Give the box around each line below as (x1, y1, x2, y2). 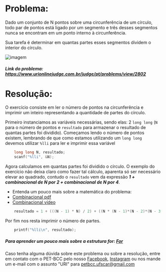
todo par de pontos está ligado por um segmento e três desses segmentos (5, 24, 158, 30)
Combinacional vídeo (12, 199, 56, 205)
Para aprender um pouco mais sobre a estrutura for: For (5, 238, 123, 244)
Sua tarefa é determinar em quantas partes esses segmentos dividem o (5, 39, 151, 45)
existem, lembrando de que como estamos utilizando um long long (5, 135, 142, 141)
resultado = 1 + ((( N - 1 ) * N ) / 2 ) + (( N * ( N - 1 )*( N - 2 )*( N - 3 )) (14, 209, 165, 214)
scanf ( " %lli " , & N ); (14, 154, 55, 160)
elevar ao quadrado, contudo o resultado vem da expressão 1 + (5, 174, 135, 180)
